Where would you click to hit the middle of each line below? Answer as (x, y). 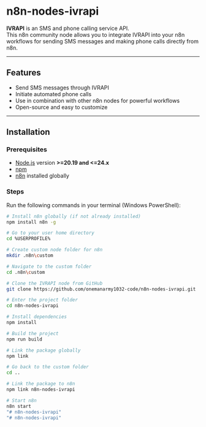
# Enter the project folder (42, 300)
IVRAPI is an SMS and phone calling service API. (68, 28)
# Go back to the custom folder (48, 367)
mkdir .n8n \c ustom (30, 255)
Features (24, 73)
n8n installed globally (42, 176)
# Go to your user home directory (51, 233)
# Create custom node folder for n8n (55, 250)
